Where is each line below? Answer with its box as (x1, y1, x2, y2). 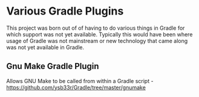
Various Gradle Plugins (6, 4, 124, 18)
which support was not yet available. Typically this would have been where (6, 30, 193, 38)
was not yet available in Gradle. (6, 44, 85, 51)
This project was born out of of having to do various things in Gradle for (6, 24, 185, 32)
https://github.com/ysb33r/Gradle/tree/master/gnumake (6, 84, 146, 91)
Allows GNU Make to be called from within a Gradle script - (6, 77, 154, 84)
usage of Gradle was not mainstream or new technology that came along (6, 37, 188, 44)
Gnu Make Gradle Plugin (6, 61, 99, 72)
